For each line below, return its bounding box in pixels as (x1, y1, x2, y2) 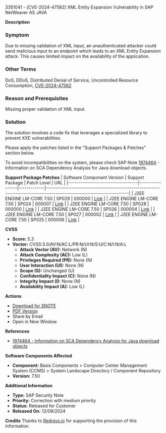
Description (5, 19, 30, 25)
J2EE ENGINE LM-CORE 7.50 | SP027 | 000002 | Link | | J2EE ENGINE (5, 211, 149, 218)
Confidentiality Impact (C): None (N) (19, 273, 96, 279)
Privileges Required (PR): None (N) (19, 257, 93, 263)
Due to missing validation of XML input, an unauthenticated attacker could (5, 43, 157, 49)
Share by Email (12, 313, 43, 320)
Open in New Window (12, 319, 57, 325)
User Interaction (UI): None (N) (19, 262, 84, 268)
